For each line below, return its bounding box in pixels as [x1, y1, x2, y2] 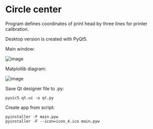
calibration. [5, 26, 29, 32]
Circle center [5, 4, 62, 15]
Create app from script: [5, 104, 55, 111]
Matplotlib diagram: [5, 66, 47, 72]
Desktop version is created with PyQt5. [5, 36, 88, 42]
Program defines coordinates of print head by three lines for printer [5, 20, 148, 27]
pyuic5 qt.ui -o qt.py [5, 95, 54, 100]
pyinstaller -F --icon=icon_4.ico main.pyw [5, 119, 100, 124]
